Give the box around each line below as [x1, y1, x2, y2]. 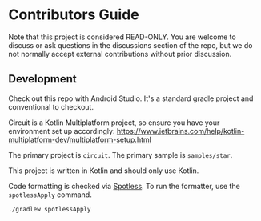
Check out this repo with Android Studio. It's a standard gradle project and [8, 94, 254, 103]
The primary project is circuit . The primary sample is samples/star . [8, 150, 233, 159]
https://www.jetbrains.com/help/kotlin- [116, 126, 245, 135]
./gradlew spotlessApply [8, 205, 91, 213]
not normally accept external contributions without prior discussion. [8, 49, 232, 58]
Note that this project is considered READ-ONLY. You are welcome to [8, 32, 236, 42]
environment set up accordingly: [8, 126, 115, 135]
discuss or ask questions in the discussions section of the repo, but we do [8, 40, 253, 50]
